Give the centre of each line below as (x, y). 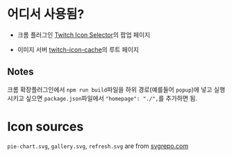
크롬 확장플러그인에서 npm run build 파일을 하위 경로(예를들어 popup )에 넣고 (110, 89)
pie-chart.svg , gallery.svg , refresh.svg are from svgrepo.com (98, 146)
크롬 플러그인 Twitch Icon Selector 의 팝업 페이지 (84, 35)
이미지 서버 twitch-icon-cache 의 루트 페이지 (78, 49)
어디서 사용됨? (46, 14)
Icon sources (45, 126)
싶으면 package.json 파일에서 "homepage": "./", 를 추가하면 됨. (111, 98)
